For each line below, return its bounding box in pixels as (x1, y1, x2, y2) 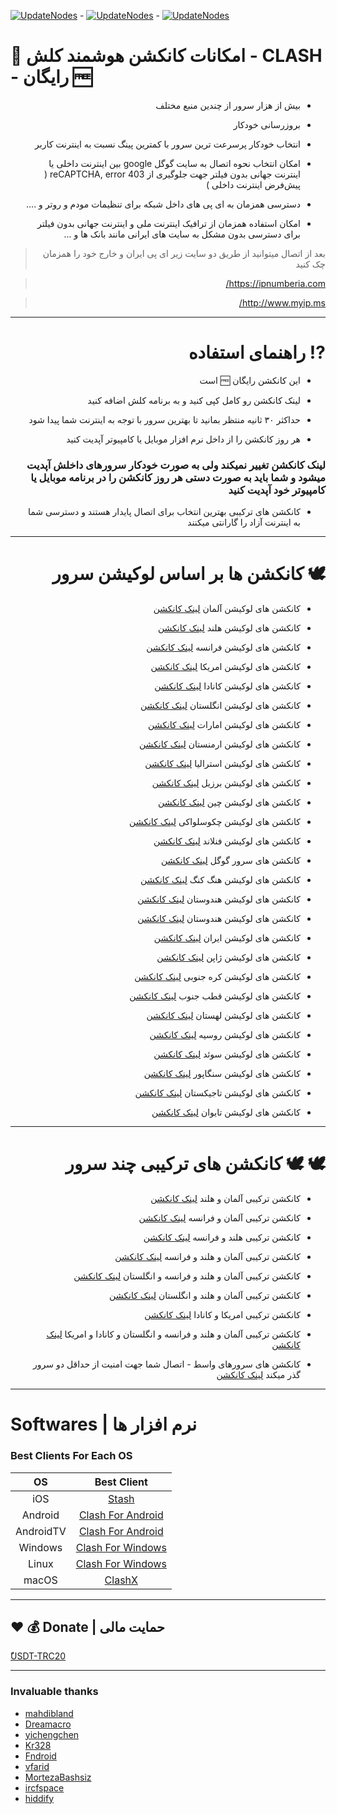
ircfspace (24, 1781, 65, 1794)
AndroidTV (15, 1524, 67, 1538)
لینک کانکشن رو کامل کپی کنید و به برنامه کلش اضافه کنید (87, 394, 301, 406)
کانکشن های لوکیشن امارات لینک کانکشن (148, 719, 301, 731)
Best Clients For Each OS (10, 1449, 133, 1463)
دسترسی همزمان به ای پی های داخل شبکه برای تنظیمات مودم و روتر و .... (26, 198, 301, 210)
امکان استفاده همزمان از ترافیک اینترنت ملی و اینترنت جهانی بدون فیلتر (36, 217, 301, 229)
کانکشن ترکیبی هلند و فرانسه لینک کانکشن (143, 1231, 301, 1244)
